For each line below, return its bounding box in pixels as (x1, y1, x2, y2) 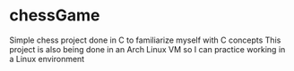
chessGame (9, 5, 100, 26)
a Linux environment (9, 53, 85, 64)
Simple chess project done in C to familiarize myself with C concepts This (9, 35, 281, 45)
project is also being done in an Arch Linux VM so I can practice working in (9, 43, 286, 54)
